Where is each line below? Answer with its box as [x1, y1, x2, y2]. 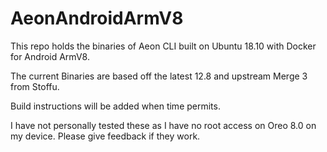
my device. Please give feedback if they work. [10, 130, 201, 142]
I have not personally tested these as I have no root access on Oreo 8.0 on [10, 119, 317, 131]
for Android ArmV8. [10, 50, 90, 62]
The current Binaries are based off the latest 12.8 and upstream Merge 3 [10, 70, 308, 82]
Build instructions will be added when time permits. [10, 100, 221, 112]
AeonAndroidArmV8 [10, 7, 184, 30]
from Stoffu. [10, 80, 60, 92]
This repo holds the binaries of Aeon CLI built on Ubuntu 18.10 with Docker [10, 40, 317, 52]
